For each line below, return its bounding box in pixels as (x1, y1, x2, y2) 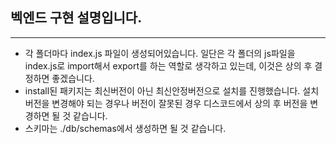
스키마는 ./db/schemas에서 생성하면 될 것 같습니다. (24, 122, 227, 134)
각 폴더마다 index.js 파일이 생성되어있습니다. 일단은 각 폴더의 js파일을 (24, 47, 296, 59)
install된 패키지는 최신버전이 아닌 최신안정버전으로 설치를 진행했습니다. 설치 (24, 84, 320, 97)
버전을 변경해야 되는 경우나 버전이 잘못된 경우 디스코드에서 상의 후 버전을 (24, 97, 308, 109)
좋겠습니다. (51, 72, 95, 84)
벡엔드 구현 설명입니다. (10, 9, 143, 27)
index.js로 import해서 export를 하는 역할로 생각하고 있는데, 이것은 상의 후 (24, 59, 313, 72)
